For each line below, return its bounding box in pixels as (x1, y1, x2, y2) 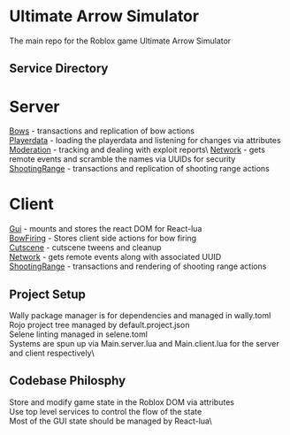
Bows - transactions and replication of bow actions (9, 126, 195, 136)
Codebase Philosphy (9, 373, 126, 388)
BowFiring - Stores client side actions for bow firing (9, 233, 197, 244)
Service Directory (9, 61, 109, 76)
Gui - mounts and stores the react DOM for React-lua (9, 224, 202, 234)
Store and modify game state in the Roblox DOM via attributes (9, 396, 234, 408)
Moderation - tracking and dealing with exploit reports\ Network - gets (9, 144, 265, 156)
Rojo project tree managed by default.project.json (9, 320, 190, 331)
